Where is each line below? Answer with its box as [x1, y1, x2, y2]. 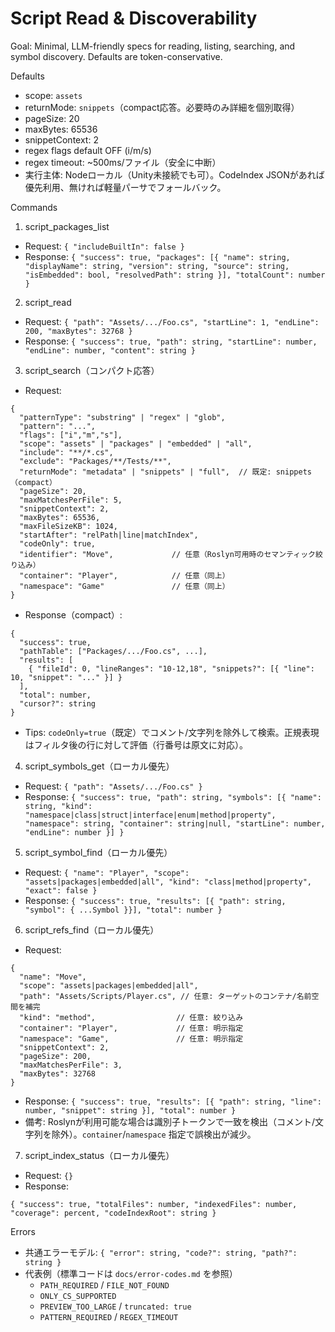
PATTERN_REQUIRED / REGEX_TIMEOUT [39, 1310, 179, 1322]
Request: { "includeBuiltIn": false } [24, 240, 186, 252]
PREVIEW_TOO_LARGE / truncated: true [39, 1300, 192, 1312]
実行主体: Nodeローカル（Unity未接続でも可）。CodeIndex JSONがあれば [24, 168, 325, 181]
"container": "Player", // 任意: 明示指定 [19, 1023, 244, 1033]
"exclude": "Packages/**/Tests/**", [19, 456, 172, 466]
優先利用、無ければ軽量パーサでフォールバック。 [24, 181, 227, 193]
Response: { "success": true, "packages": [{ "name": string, [24, 250, 291, 262]
